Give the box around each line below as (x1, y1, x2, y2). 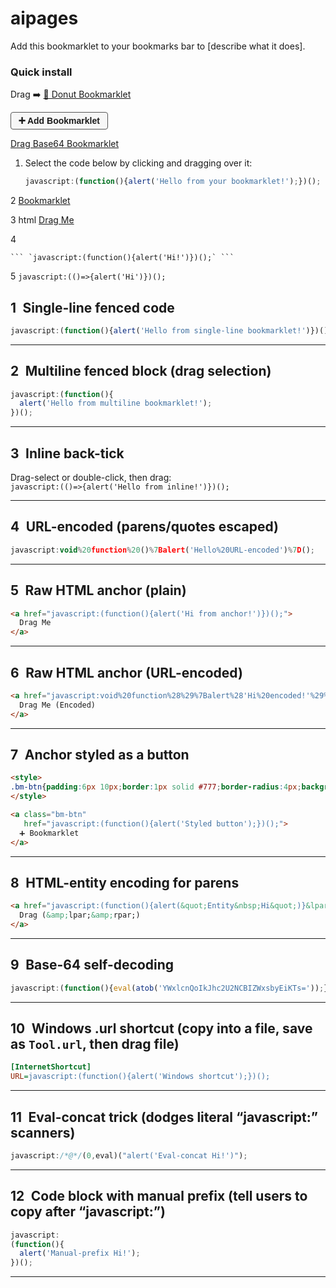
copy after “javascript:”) (10, 1203, 166, 1221)
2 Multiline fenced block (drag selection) (10, 363, 272, 380)
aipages (10, 7, 79, 30)
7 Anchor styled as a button (10, 747, 190, 763)
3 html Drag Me (10, 214, 75, 226)
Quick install (10, 65, 73, 79)
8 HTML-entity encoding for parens (10, 874, 240, 891)
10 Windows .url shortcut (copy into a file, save (10, 1020, 313, 1037)
